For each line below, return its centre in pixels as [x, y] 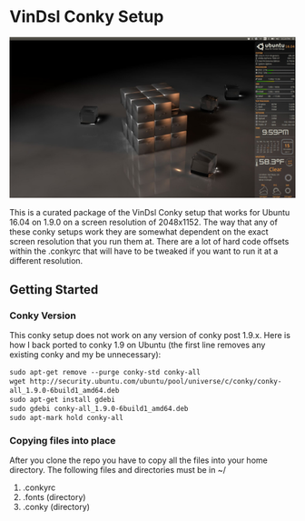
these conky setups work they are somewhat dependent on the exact [139, 232]
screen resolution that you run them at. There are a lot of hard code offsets [149, 242]
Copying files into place [63, 441]
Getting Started [54, 290]
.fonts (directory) [54, 497]
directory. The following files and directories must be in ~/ [118, 470]
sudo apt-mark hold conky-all [67, 418]
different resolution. [46, 261]
